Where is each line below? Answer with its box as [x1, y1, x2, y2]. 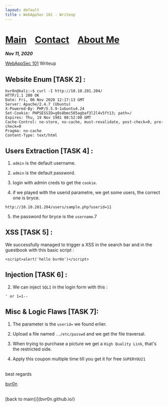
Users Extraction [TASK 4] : [5, 146, 93, 155]
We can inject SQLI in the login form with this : [12, 284, 108, 290]
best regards [5, 371, 32, 377]
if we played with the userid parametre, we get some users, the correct [12, 189, 160, 195]
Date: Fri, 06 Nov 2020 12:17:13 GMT [5, 97, 85, 103]
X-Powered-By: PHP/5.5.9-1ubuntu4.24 [5, 106, 85, 111]
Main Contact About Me [5, 34, 120, 46]
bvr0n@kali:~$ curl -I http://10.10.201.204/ [5, 89, 102, 94]
